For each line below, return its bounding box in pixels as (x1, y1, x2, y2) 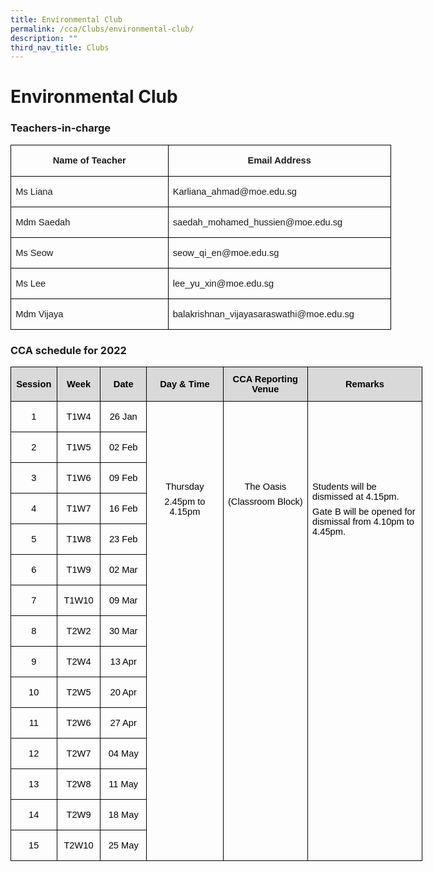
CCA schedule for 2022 (10, 343, 127, 357)
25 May (108, 840, 139, 851)
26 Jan (109, 411, 138, 423)
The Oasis (244, 481, 287, 493)
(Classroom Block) (227, 496, 303, 508)
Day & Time (159, 379, 210, 390)
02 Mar (108, 564, 138, 576)
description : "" (10, 33, 78, 43)
